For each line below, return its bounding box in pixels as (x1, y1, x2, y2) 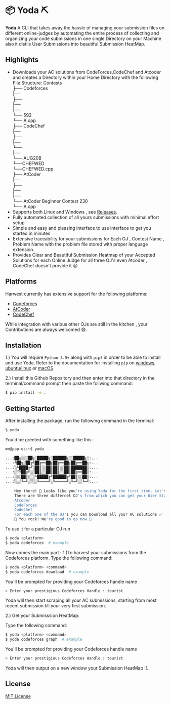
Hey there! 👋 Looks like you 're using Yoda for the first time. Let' (14, 488, 164, 493)
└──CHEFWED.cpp (12, 165, 54, 172)
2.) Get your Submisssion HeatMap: (5, 612, 80, 618)
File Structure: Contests (12, 79, 62, 86)
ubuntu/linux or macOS (5, 365, 54, 371)
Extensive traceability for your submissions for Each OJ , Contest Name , (12, 235, 164, 241)
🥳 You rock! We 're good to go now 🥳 (14, 517, 92, 522)
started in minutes (12, 230, 51, 236)
